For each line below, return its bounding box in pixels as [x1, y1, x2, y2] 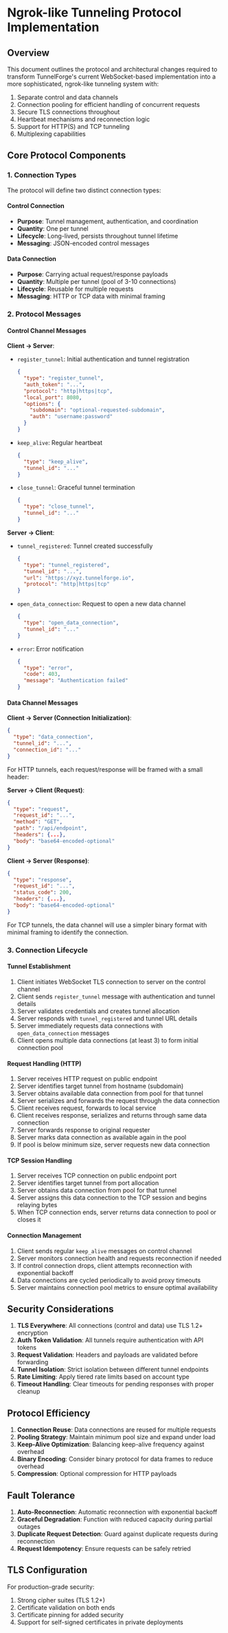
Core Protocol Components [7, 150, 126, 161]
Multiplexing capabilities [16, 130, 86, 138]
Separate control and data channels [16, 93, 119, 101]
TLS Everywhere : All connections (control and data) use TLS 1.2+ [16, 1322, 203, 1330]
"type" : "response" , [13, 876, 72, 883]
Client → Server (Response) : [7, 856, 89, 865]
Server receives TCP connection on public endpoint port [16, 1171, 177, 1180]
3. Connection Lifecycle [7, 945, 88, 955]
